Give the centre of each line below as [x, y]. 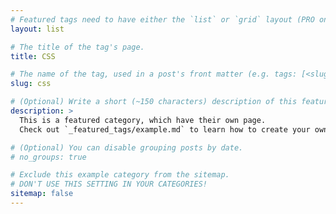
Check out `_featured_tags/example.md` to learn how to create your [165, 129]
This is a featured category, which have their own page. [143, 120]
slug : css [31, 84]
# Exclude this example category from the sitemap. [120, 175]
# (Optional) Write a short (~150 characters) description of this [154, 102]
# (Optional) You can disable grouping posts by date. [127, 147]
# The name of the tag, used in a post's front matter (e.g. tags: [154, 74]
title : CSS [33, 56]
